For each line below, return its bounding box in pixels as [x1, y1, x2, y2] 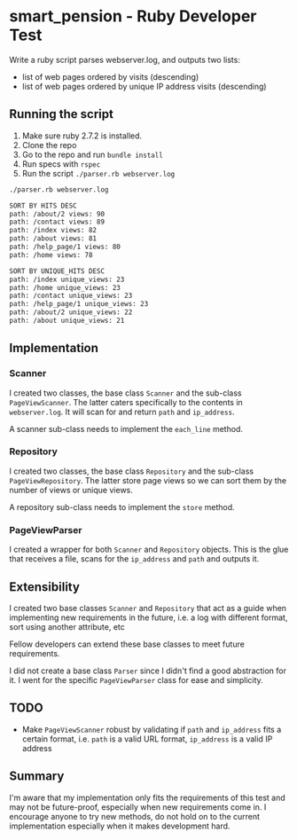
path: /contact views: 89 [9, 217, 105, 227]
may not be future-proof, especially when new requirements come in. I [9, 801, 267, 813]
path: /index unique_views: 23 [9, 275, 125, 284]
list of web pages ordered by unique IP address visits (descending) [21, 81, 268, 91]
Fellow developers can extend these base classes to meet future [9, 639, 246, 649]
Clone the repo [21, 139, 77, 150]
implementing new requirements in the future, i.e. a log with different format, [9, 612, 288, 623]
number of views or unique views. [9, 484, 133, 495]
